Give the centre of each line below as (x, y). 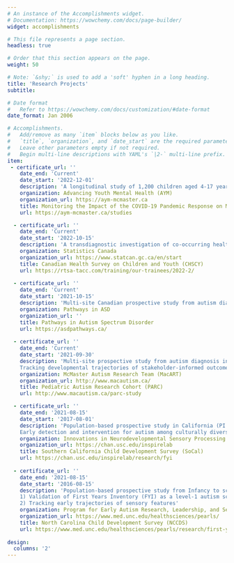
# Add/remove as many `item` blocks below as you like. (93, 135)
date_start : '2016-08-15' (57, 484)
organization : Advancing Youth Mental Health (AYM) (96, 193)
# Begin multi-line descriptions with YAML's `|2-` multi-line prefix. (117, 154)
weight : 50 (23, 65)
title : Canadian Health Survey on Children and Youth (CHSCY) (112, 264)
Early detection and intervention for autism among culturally (114, 432)
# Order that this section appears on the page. (79, 59)
